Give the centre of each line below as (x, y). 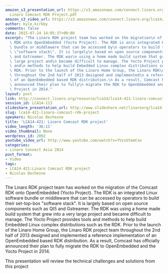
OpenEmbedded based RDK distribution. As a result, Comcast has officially (82, 241)
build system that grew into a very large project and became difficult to (78, 214)
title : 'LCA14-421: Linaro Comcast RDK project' (57, 122)
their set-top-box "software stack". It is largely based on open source (77, 203)
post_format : (19, 155)
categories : (17, 145)
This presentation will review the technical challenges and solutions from (80, 261)
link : (11, 98)
